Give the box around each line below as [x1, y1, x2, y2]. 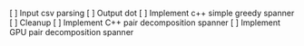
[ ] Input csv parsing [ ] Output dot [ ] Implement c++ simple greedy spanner [9, 8, 295, 18]
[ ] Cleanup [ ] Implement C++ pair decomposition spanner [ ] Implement [9, 17, 281, 28]
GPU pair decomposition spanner [9, 27, 134, 37]
